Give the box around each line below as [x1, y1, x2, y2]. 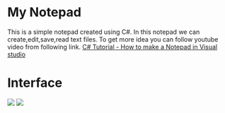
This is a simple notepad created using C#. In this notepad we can [7, 28, 200, 36]
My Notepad [7, 4, 81, 20]
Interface [7, 75, 62, 91]
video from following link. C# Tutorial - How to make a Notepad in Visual [7, 42, 218, 51]
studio [7, 50, 26, 59]
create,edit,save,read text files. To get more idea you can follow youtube [7, 35, 219, 43]
